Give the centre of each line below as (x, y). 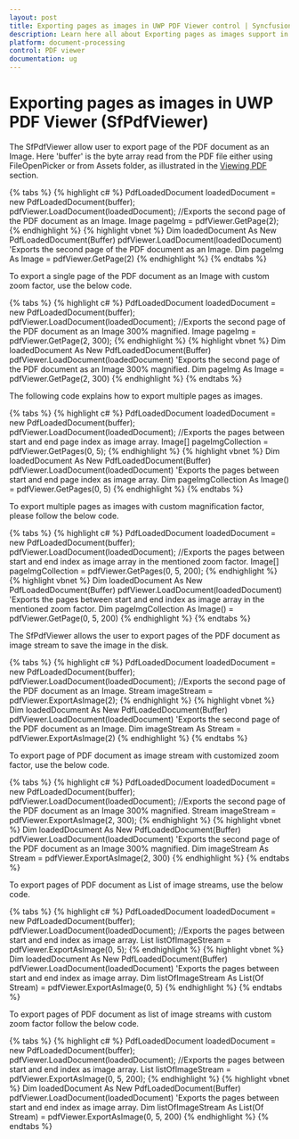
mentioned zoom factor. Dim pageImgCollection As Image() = (121, 608)
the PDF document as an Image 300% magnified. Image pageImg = (133, 331)
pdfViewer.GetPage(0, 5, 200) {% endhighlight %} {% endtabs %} (130, 618)
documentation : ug (43, 59)
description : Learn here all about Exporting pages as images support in (149, 34)
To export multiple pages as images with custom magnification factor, (137, 506)
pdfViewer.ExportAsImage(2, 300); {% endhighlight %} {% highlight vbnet (145, 820)
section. (24, 175)
